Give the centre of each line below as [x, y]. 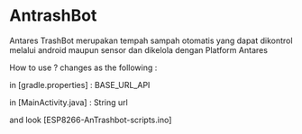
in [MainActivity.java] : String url [69, 102]
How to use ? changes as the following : [83, 67]
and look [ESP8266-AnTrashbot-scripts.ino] [91, 120]
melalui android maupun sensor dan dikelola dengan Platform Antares [139, 49]
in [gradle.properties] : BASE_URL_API [80, 85]
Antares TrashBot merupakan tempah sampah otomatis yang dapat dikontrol [151, 40]
